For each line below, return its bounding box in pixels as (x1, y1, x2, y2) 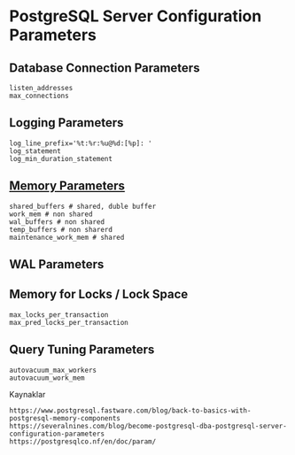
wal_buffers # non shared (9, 217, 105, 227)
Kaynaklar (9, 389, 46, 399)
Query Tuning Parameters (9, 343, 155, 358)
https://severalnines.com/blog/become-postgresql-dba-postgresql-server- (9, 421, 288, 430)
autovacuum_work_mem (9, 374, 86, 382)
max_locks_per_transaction (9, 310, 109, 320)
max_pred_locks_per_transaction (9, 318, 128, 327)
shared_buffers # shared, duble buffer (9, 202, 157, 211)
